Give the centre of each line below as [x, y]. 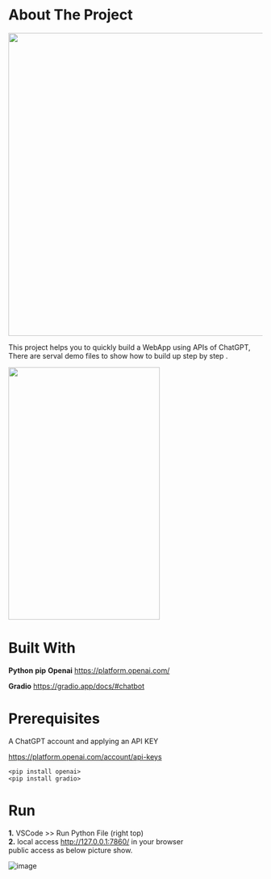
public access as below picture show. [71, 850]
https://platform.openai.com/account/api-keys [85, 756]
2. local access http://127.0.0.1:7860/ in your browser [96, 841]
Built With [42, 648]
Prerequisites [54, 719]
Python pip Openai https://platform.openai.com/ [89, 670]
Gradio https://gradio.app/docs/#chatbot [77, 686]
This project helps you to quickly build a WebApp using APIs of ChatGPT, [130, 347]
